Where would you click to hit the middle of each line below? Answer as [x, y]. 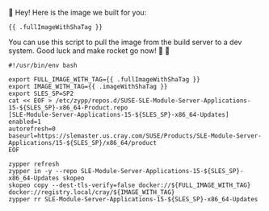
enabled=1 [25, 122]
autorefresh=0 [32, 129]
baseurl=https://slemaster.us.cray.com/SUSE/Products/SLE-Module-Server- [135, 136]
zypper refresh [34, 164]
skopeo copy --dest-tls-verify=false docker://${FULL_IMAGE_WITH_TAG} [130, 185]
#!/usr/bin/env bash [43, 65]
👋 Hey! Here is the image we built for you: [78, 12]
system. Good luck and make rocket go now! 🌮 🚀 [89, 51]
